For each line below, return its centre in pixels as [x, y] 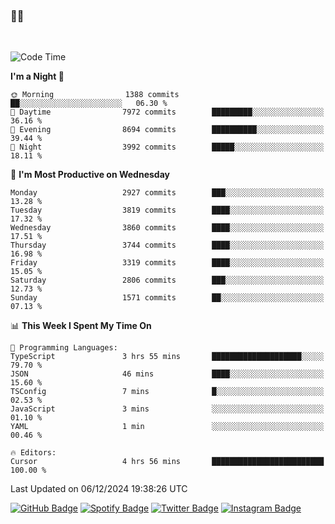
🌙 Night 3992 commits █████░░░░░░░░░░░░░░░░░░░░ [167, 147]
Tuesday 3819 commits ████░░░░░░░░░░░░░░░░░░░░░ [167, 210]
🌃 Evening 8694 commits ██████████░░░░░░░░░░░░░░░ [167, 130]
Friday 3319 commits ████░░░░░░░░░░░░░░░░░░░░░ [167, 263]
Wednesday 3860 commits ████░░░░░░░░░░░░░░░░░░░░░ [167, 228]
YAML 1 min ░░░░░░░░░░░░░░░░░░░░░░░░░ [167, 427]
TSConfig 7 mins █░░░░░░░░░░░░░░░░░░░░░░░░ [167, 392]
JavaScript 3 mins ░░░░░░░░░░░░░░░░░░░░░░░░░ [167, 409]
